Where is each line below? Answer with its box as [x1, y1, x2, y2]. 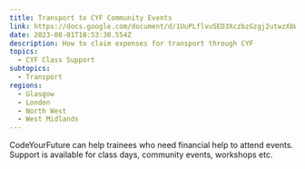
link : [9, 22, 30, 31]
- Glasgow [17, 89, 54, 98]
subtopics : [9, 65, 51, 74]
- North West [17, 106, 67, 115]
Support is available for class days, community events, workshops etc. [9, 149, 273, 160]
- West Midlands [17, 114, 79, 124]
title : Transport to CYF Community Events [9, 13, 172, 23]
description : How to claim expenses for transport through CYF [9, 38, 254, 48]
